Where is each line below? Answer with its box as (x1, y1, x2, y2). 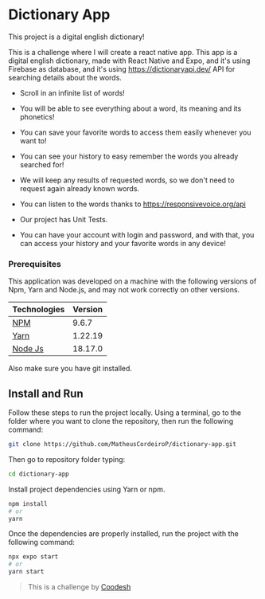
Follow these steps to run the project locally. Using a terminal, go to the (8, 408, 241, 417)
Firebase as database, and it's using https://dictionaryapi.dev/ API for (8, 64, 236, 73)
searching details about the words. (8, 72, 122, 82)
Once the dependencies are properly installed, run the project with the (8, 529, 239, 538)
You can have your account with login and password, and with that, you (19, 229, 255, 240)
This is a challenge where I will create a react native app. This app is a (8, 47, 238, 57)
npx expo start (8, 553, 59, 561)
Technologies (12, 304, 65, 315)
